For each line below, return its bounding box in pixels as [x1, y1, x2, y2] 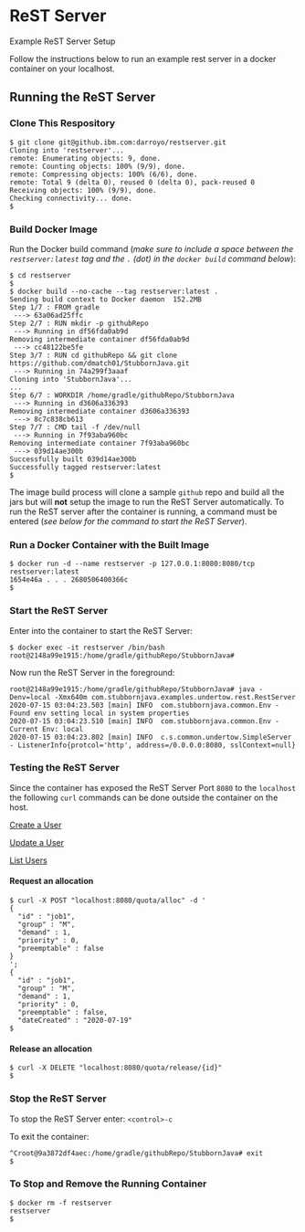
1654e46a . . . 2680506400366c [9, 575, 129, 584]
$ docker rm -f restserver [9, 1198, 112, 1207]
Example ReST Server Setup [9, 36, 116, 47]
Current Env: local [9, 724, 84, 733]
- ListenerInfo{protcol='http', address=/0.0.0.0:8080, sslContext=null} [9, 741, 297, 750]
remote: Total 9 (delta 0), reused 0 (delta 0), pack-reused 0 [9, 177, 256, 187]
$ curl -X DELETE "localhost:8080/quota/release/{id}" [9, 1063, 223, 1073]
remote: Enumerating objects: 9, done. [9, 153, 162, 163]
